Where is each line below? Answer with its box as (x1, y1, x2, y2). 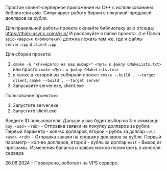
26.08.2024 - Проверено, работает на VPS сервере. (5, 160, 119, 166)
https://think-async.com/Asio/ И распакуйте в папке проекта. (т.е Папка (5, 31, 161, 36)
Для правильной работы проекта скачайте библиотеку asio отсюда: (5, 25, 154, 31)
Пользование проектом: (5, 93, 58, 98)
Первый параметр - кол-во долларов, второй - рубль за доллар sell (5, 128, 156, 134)
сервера (5, 150, 24, 156)
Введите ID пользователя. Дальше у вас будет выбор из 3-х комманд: (5, 118, 159, 124)
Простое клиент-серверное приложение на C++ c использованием (5, 5, 153, 10)
